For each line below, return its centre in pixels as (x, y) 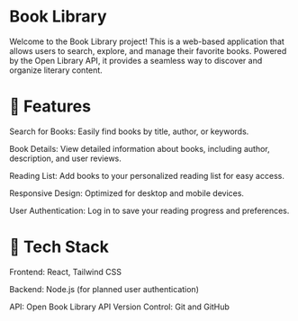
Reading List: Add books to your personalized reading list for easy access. (147, 175)
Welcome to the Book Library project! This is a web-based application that (147, 41)
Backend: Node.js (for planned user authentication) (104, 289)
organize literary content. (56, 70)
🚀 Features (50, 107)
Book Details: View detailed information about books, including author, (140, 148)
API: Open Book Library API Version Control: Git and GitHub (119, 307)
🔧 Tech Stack (59, 247)
